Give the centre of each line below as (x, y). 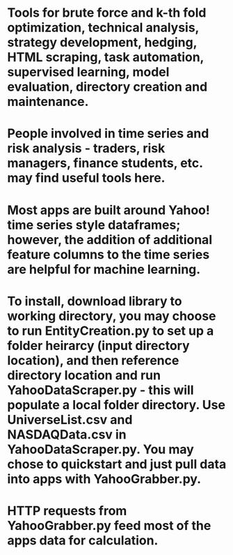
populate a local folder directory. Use (116, 405)
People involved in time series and (108, 134)
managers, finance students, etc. (105, 164)
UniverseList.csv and (70, 419)
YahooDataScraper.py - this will (101, 390)
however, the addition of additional (110, 240)
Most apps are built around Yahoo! (109, 210)
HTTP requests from (67, 511)
